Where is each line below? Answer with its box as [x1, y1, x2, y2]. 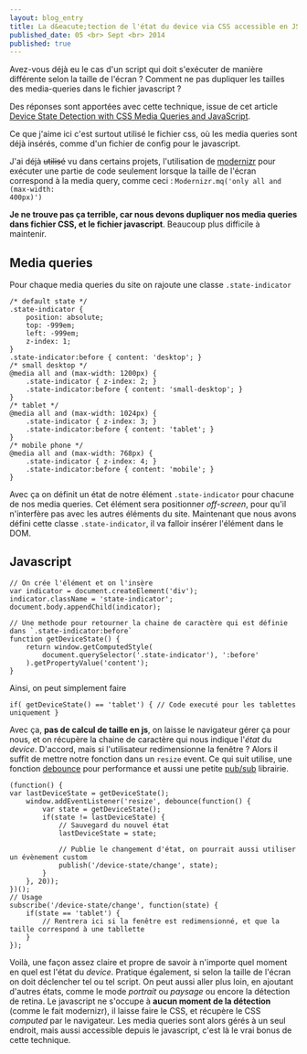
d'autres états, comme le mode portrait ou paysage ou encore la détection [9, 985, 291, 996]
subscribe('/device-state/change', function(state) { [9, 900, 219, 910]
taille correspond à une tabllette [9, 924, 145, 933]
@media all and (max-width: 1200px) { [9, 369, 157, 378]
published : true [9, 38, 71, 48]
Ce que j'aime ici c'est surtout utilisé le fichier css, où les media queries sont [9, 129, 298, 140]
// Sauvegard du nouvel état [58, 820, 170, 830]
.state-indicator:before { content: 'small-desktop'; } [26, 385, 244, 394]
